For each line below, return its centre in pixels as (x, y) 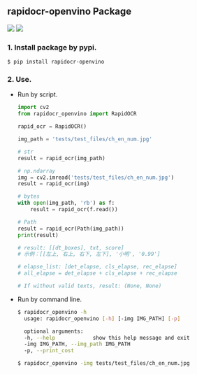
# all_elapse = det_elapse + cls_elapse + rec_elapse (97, 273)
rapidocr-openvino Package (70, 12)
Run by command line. (50, 299)
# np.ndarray (36, 171)
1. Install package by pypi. (52, 47)
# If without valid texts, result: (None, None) (89, 286)
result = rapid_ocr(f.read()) (74, 210)
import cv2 (33, 108)
